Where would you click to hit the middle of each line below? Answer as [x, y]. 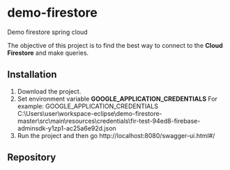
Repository [32, 158]
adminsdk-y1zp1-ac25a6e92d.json [67, 128]
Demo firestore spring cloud [48, 32]
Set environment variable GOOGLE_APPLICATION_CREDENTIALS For [117, 99]
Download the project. [49, 91]
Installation [32, 75]
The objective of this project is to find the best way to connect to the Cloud [115, 45]
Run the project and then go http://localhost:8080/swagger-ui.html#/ [116, 135]
